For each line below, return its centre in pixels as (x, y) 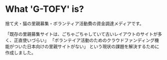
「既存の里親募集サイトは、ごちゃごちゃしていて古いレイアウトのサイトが (82, 34)
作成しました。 (20, 53)
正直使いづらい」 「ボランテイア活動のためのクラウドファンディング (84, 40)
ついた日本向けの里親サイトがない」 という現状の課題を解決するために (86, 46)
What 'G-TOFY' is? (45, 9)
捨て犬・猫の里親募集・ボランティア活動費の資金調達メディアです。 (75, 23)
